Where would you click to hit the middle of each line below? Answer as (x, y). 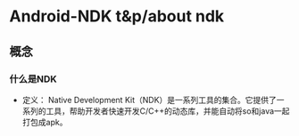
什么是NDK (33, 79)
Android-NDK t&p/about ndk (117, 16)
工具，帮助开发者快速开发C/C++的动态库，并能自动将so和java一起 (168, 111)
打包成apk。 (45, 122)
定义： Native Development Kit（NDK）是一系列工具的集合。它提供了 (149, 100)
